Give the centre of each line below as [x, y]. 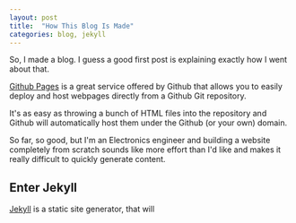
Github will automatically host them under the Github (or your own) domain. [148, 123]
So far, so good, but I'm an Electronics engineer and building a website [140, 141]
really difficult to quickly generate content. [87, 159]
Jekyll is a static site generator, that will [82, 209]
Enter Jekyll [44, 188]
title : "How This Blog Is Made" [72, 26]
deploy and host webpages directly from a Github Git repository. [128, 96]
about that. [29, 69]
